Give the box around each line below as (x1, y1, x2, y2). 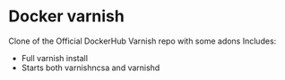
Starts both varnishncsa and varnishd (21, 62, 160, 73)
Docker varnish (8, 6, 125, 27)
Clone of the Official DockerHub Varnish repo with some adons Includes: (8, 36, 277, 46)
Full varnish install (21, 52, 89, 63)
